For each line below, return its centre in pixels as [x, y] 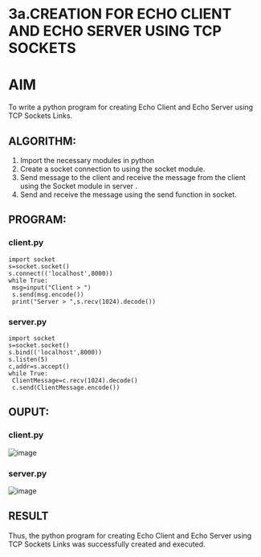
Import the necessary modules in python [87, 160]
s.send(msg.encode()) [48, 294]
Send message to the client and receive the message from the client [133, 177]
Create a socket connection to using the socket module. [112, 169]
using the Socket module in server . [79, 186]
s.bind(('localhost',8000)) [55, 352]
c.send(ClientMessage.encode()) [66, 387]
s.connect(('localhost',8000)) [61, 273]
